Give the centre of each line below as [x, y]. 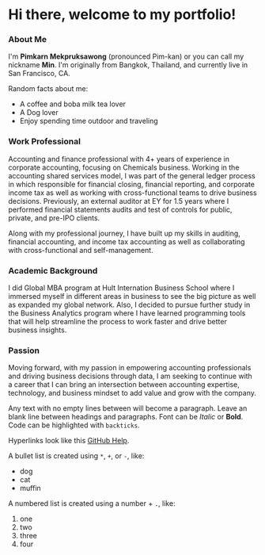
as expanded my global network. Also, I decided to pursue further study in [129, 305]
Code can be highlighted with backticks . [74, 425]
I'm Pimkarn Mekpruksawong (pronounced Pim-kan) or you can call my [126, 56]
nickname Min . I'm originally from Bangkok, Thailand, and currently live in [128, 65]
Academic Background [53, 270]
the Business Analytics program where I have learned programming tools [127, 313]
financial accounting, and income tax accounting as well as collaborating [127, 241]
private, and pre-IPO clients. [54, 218]
